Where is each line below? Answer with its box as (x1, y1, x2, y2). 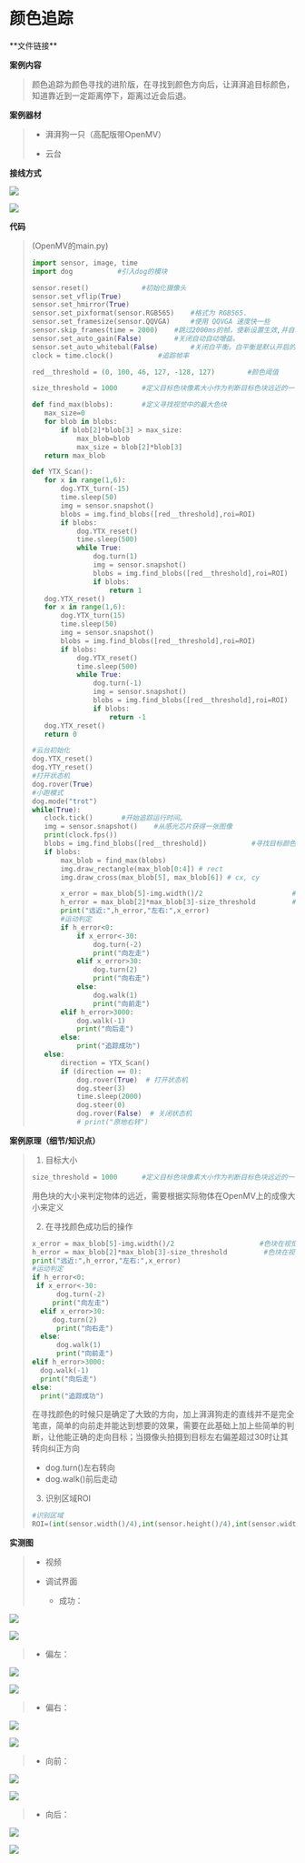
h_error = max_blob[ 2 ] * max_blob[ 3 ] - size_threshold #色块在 (31, 1247, 289, 1256)
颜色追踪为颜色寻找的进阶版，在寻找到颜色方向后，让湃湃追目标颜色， (31, 78, 295, 89)
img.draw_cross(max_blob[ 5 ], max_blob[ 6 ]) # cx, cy (60, 872, 261, 882)
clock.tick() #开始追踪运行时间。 (44, 813, 187, 823)
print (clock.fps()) (44, 831, 118, 840)
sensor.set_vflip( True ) (31, 292, 123, 301)
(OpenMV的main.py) (31, 240, 109, 251)
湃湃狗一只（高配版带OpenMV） (44, 128, 166, 139)
